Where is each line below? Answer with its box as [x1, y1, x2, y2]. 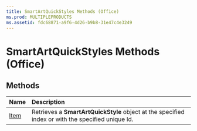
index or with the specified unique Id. [31, 115, 134, 123]
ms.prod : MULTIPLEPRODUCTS [6, 14, 72, 20]
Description [31, 98, 66, 106]
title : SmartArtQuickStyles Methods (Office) [6, 8, 119, 15]
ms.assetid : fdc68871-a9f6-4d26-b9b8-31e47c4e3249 [6, 19, 133, 25]
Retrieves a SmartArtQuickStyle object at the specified [31, 108, 185, 116]
